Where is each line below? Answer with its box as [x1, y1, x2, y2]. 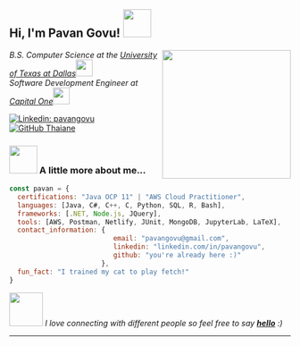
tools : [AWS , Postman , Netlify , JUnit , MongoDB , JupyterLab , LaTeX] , [17, 217, 281, 226]
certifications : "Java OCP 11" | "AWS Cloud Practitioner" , [17, 192, 246, 201]
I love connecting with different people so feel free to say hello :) [44, 317, 283, 328]
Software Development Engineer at [9, 77, 138, 88]
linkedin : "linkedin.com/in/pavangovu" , [112, 242, 266, 251]
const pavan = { [9, 184, 70, 193]
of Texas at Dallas [9, 68, 77, 79]
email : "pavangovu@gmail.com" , [112, 234, 229, 243]
